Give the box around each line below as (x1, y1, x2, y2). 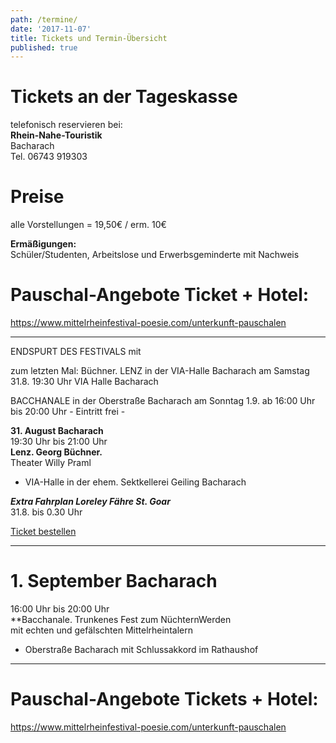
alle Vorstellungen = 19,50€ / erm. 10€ (10, 219, 167, 231)
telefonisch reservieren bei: (10, 119, 123, 131)
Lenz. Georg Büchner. (10, 446, 103, 458)
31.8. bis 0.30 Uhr (10, 506, 83, 518)
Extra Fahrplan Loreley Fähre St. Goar (10, 496, 171, 508)
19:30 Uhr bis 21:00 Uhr (10, 436, 108, 448)
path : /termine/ (10, 14, 78, 25)
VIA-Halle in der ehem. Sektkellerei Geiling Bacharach (24, 476, 247, 488)
